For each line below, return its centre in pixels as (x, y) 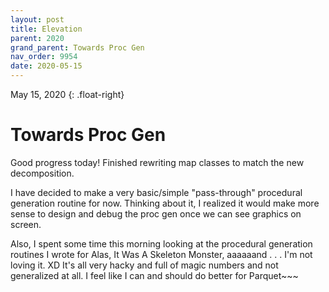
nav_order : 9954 (44, 57)
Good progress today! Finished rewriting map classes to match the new (157, 162)
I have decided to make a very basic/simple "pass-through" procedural (156, 192)
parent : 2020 (37, 38)
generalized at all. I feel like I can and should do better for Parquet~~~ (154, 275)
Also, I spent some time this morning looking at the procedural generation (161, 243)
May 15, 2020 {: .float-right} (67, 94)
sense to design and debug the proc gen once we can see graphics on (156, 213)
